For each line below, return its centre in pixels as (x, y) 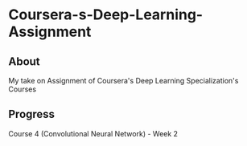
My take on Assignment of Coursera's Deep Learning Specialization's (123, 81)
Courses (23, 89)
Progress (31, 114)
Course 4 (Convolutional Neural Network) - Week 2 (93, 133)
